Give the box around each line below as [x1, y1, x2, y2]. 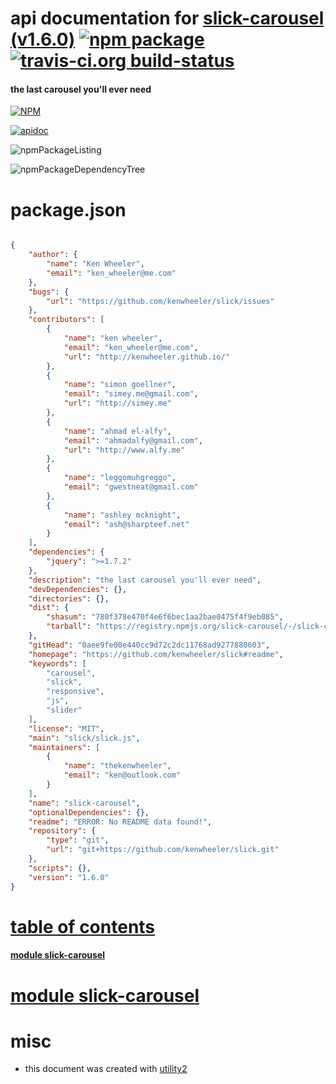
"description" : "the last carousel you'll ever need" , [28, 575, 262, 585]
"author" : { [28, 250, 78, 260]
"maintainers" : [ [28, 742, 101, 752]
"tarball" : [46, 622, 92, 632]
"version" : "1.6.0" [28, 872, 110, 882]
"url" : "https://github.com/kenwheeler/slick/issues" [46, 296, 275, 306]
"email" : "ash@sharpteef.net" [63, 519, 190, 529]
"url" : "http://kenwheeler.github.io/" [63, 352, 230, 362]
